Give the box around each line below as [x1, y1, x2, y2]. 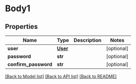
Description [74, 37, 101, 43]
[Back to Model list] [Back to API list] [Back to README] [5, 74, 117, 79]
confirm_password [7, 61, 53, 67]
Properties [5, 22, 38, 31]
